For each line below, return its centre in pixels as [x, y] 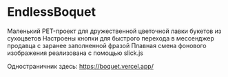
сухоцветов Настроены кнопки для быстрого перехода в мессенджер [111, 38]
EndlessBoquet [52, 12]
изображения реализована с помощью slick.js [75, 53]
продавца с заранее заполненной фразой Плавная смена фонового [107, 45]
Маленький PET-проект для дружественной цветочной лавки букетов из [114, 31]
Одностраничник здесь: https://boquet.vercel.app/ [80, 66]
